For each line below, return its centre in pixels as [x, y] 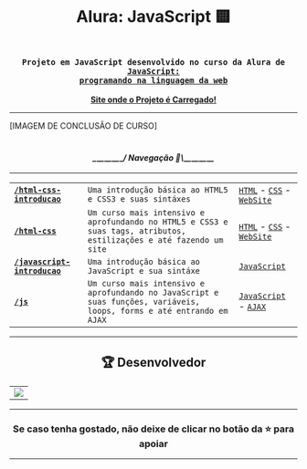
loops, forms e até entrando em [158, 311]
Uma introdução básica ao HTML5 [158, 190]
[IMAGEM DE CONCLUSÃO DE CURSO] [84, 125]
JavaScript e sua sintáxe [144, 271]
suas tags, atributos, [137, 231]
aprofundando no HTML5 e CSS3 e [158, 222]
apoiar [153, 443]
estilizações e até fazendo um [155, 240]
